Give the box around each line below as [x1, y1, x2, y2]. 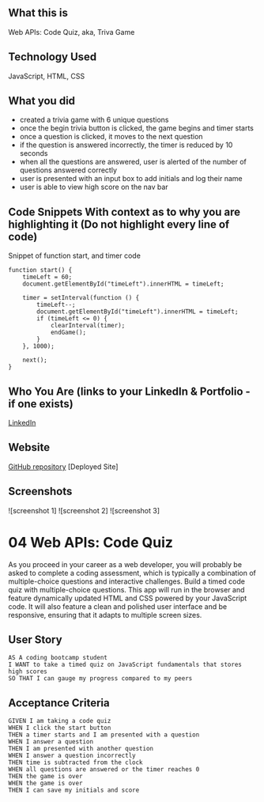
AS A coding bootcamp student [8, 654, 108, 662]
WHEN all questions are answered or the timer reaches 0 [8, 766, 200, 774]
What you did [8, 94, 76, 108]
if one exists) [8, 397, 74, 410]
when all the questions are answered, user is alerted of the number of [19, 157, 247, 167]
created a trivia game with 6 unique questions [19, 115, 169, 125]
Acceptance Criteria [8, 696, 110, 709]
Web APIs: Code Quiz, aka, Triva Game [8, 27, 135, 36]
